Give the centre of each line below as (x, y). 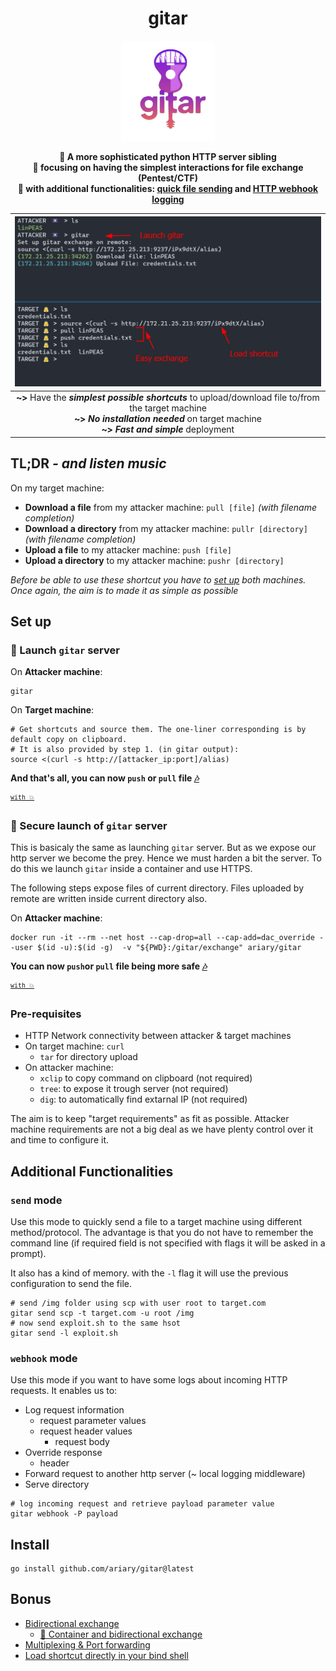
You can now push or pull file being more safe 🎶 (109, 966)
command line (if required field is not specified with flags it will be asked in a (168, 1243)
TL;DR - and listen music (88, 463)
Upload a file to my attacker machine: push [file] (128, 549)
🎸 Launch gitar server (65, 650)
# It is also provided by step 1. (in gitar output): (125, 750)
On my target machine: (57, 488)
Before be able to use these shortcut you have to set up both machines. (158, 579)
